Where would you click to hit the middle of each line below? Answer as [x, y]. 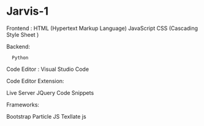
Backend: [18, 46]
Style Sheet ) [23, 34]
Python [20, 57]
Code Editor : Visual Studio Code [48, 69]
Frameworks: [23, 105]
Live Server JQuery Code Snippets [50, 92]
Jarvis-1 [28, 11]
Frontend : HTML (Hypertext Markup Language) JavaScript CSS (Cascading [102, 28]
